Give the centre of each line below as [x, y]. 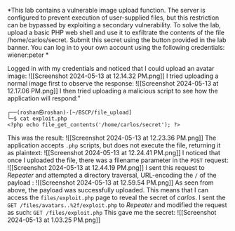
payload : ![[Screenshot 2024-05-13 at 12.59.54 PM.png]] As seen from [110, 183]
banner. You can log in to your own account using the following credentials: [116, 47]
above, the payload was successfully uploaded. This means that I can [108, 190]
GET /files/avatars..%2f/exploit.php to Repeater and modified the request [117, 205]
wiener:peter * [28, 55]
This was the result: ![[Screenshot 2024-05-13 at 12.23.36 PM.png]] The [112, 138]
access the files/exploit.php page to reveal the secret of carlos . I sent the [116, 197]
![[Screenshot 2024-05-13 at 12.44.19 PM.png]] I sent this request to [106, 167]
